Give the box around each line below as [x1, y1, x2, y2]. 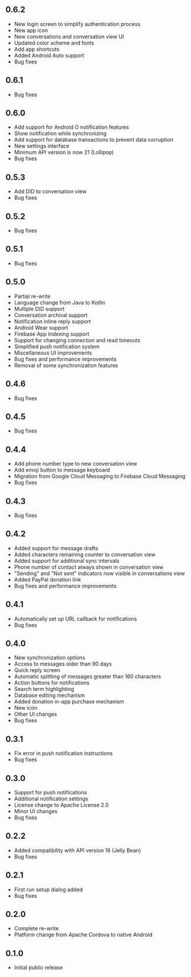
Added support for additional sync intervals [14, 557, 120, 564]
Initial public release [14, 964, 63, 971]
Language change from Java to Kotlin [14, 298, 106, 306]
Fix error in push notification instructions [14, 750, 113, 757]
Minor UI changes [14, 808, 58, 814]
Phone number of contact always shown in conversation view [14, 563, 164, 570]
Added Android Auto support [14, 51, 85, 59]
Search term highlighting [14, 686, 74, 693]
